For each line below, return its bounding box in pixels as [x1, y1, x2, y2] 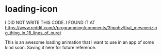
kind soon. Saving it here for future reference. [5, 44, 97, 50]
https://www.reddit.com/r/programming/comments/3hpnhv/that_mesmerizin [5, 24, 158, 30]
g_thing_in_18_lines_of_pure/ [5, 30, 62, 36]
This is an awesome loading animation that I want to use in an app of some [5, 39, 154, 45]
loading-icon [5, 3, 58, 15]
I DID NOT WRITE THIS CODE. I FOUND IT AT [5, 19, 96, 25]
